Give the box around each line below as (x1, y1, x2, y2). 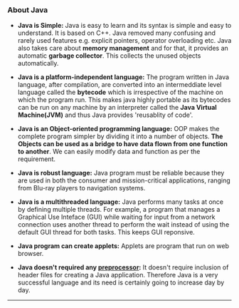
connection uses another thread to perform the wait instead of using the (17, 220, 230, 229)
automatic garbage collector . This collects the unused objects (17, 51, 201, 60)
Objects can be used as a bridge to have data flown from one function (17, 140, 228, 148)
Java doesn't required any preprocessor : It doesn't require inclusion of (17, 263, 229, 272)
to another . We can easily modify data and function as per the (17, 148, 201, 156)
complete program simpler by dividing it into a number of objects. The (17, 132, 223, 140)
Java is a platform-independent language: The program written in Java (17, 73, 230, 81)
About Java (7, 5, 48, 15)
